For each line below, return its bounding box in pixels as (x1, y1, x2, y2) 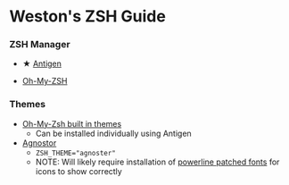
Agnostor (21, 137, 57, 148)
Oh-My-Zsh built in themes (21, 118, 122, 129)
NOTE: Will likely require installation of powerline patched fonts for (35, 156, 280, 167)
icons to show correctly (35, 165, 122, 176)
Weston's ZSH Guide (9, 6, 167, 27)
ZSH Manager (9, 38, 70, 51)
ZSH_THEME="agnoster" (35, 148, 116, 157)
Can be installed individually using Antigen (35, 128, 192, 139)
